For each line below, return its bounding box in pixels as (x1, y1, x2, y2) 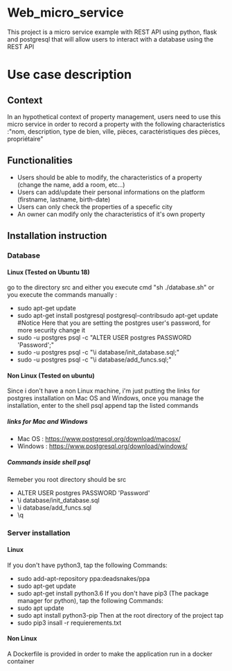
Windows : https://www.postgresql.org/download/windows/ (17, 442, 188, 451)
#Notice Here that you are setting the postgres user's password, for (17, 319, 211, 327)
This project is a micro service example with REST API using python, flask (7, 28, 217, 36)
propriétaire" (7, 134, 44, 143)
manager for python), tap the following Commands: (17, 596, 164, 605)
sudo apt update (17, 604, 64, 612)
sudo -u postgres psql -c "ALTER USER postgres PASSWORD (17, 334, 192, 342)
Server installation (7, 528, 71, 538)
